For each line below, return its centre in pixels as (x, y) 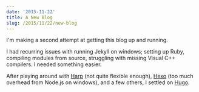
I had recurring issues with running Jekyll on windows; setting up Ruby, (96, 52)
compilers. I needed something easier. (54, 64)
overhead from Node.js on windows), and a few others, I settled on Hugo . (98, 82)
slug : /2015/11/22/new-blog (42, 23)
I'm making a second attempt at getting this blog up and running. (87, 40)
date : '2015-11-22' (31, 12)
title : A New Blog (29, 17)
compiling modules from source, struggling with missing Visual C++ (91, 58)
